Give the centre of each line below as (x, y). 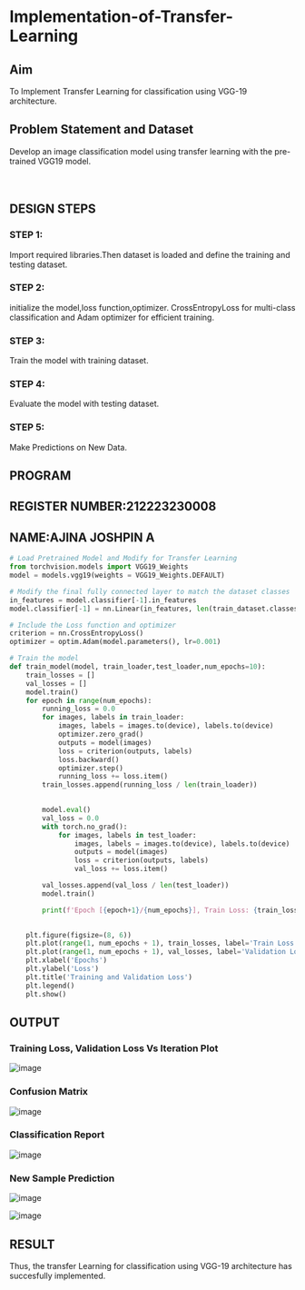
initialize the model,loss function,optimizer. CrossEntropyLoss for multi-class (152, 307)
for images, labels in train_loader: (113, 718)
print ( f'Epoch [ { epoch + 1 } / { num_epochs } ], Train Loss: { (150, 910)
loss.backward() (89, 759)
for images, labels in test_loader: (127, 835)
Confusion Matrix (49, 1092)
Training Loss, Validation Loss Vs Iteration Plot (114, 1048)
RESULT (32, 1244)
